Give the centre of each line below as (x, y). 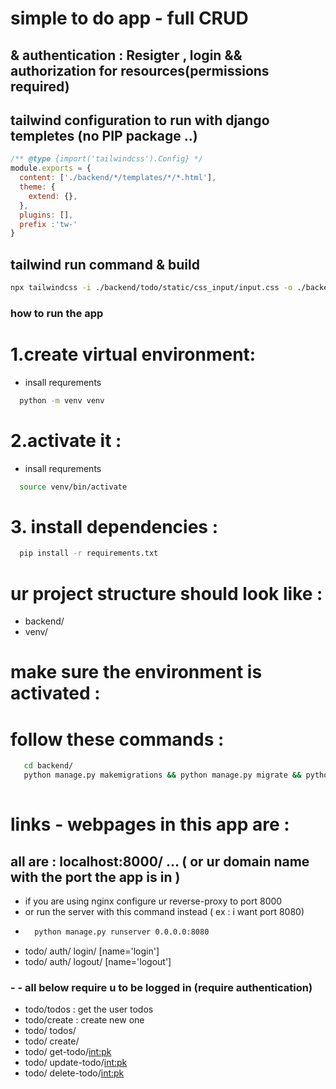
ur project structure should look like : (166, 593)
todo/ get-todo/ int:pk (68, 1052)
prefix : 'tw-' (48, 224)
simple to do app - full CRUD (129, 18)
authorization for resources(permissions (140, 70)
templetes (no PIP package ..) (104, 135)
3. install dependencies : (114, 526)
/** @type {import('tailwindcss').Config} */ (106, 159)
